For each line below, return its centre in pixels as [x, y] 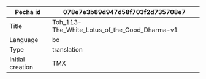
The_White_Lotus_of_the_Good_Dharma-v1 [115, 30]
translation [67, 50]
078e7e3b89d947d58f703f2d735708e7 [124, 12]
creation [21, 67]
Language [24, 40]
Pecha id [28, 12]
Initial [17, 59]
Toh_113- [67, 22]
